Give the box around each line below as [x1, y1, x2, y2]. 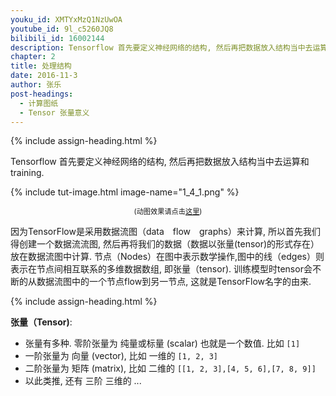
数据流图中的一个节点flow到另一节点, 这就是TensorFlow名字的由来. [36, 276, 312, 288]
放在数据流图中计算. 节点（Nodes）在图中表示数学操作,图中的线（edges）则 [10, 251, 325, 263]
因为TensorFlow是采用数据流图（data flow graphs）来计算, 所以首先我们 [10, 226, 321, 238]
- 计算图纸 [19, 98, 59, 108]
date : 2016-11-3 [10, 71, 78, 81]
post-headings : [10, 89, 74, 99]
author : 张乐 [10, 80, 62, 90]
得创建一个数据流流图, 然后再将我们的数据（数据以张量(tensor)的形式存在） [10, 238, 320, 250]
